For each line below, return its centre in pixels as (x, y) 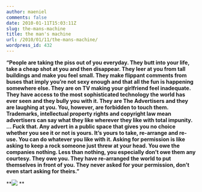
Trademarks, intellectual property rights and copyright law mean (89, 113)
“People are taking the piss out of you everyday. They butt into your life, (98, 62)
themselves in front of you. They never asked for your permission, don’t (98, 165)
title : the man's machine (38, 34)
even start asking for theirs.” (43, 171)
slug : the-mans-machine (36, 29)
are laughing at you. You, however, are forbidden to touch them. (87, 107)
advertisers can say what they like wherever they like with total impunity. (99, 120)
